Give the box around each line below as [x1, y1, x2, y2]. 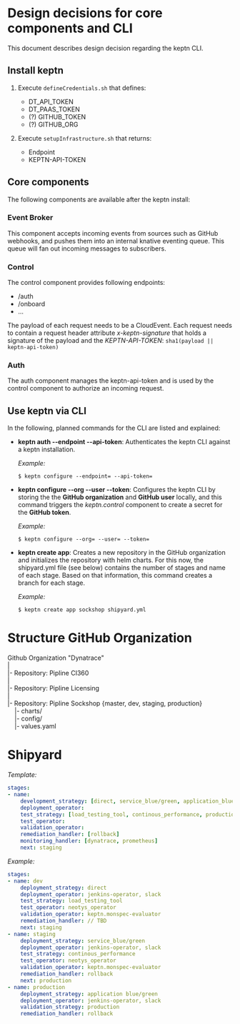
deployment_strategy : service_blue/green [20, 937, 145, 944]
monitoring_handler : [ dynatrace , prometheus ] [20, 838, 159, 845]
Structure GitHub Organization [7, 630, 193, 646]
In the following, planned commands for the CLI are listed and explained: [7, 423, 221, 433]
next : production [20, 977, 72, 984]
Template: [7, 770, 37, 779]
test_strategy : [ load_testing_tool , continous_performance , [20, 810, 203, 818]
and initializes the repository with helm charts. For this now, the [17, 556, 204, 565]
